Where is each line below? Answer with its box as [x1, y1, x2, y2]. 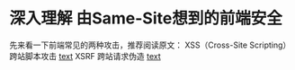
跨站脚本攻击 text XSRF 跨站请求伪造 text [9, 50, 162, 61]
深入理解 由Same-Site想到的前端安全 [9, 8, 283, 29]
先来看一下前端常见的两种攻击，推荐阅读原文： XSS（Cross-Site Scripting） [9, 39, 291, 50]
